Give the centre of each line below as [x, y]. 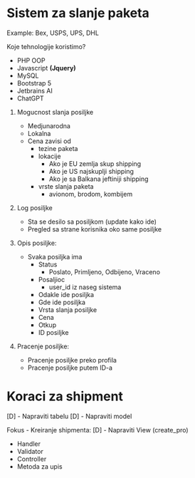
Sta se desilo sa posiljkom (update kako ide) [92, 222]
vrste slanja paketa [66, 186]
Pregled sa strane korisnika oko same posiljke [94, 229]
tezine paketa [58, 148]
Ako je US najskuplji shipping [91, 171]
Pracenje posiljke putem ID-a [70, 368]
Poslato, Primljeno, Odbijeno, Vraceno [105, 271]
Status [48, 264]
